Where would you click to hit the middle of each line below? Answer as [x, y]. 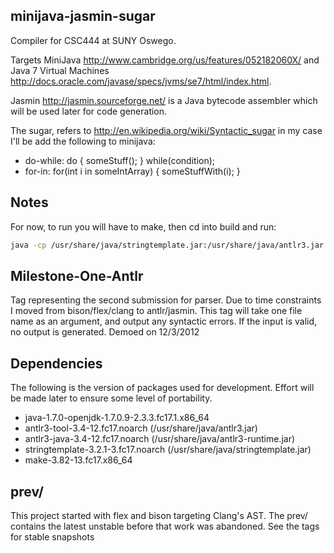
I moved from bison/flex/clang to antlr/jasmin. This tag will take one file [156, 311]
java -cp [28, 245]
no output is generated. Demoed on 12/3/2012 [105, 332]
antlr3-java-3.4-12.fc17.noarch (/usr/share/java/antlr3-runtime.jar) [160, 439]
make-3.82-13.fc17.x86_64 [78, 460]
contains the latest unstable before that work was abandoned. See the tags [165, 526]
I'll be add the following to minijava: [83, 141]
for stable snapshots [52, 536]
